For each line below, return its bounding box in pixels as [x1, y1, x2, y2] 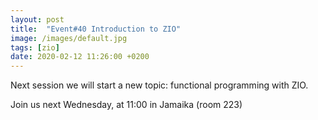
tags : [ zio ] [10, 42, 60, 53]
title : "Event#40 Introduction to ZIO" [10, 24, 182, 34]
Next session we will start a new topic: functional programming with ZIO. [10, 79, 309, 91]
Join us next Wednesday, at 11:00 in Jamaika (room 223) [10, 99, 243, 111]
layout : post [10, 14, 65, 25]
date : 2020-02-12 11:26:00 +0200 [10, 52, 150, 62]
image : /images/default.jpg [10, 33, 128, 43]
